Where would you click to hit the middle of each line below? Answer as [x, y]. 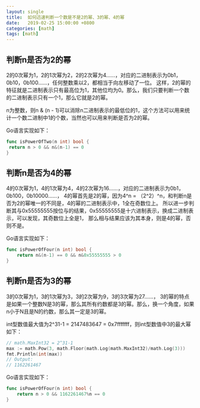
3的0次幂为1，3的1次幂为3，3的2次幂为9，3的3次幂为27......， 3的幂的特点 [98, 296]
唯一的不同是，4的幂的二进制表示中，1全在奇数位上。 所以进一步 [110, 203]
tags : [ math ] [22, 34]
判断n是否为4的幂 [39, 173]
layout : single [25, 12]
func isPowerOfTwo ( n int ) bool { [48, 142]
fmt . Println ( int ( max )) [34, 354]
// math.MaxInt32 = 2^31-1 [40, 343]
